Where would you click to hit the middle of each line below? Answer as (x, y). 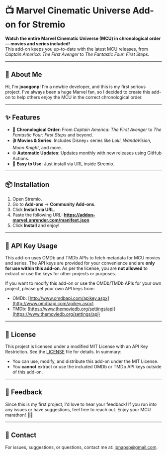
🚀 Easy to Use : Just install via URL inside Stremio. (63, 164)
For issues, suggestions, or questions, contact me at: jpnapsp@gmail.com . (82, 447)
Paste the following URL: (38, 215)
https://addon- (80, 215)
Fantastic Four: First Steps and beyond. (53, 135)
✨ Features (23, 118)
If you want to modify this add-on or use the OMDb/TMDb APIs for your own (83, 283)
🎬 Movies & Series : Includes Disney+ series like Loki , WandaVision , (82, 140)
